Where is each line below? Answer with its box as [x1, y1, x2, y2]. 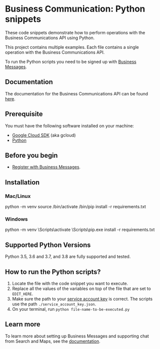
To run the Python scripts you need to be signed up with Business [5, 59, 137, 64]
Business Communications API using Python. [5, 35, 95, 41]
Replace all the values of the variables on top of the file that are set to [12, 286, 151, 291]
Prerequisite [5, 110, 43, 118]
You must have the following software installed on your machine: [5, 122, 134, 129]
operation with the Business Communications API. [5, 49, 105, 55]
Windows [5, 215, 28, 222]
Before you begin [5, 151, 58, 159]
